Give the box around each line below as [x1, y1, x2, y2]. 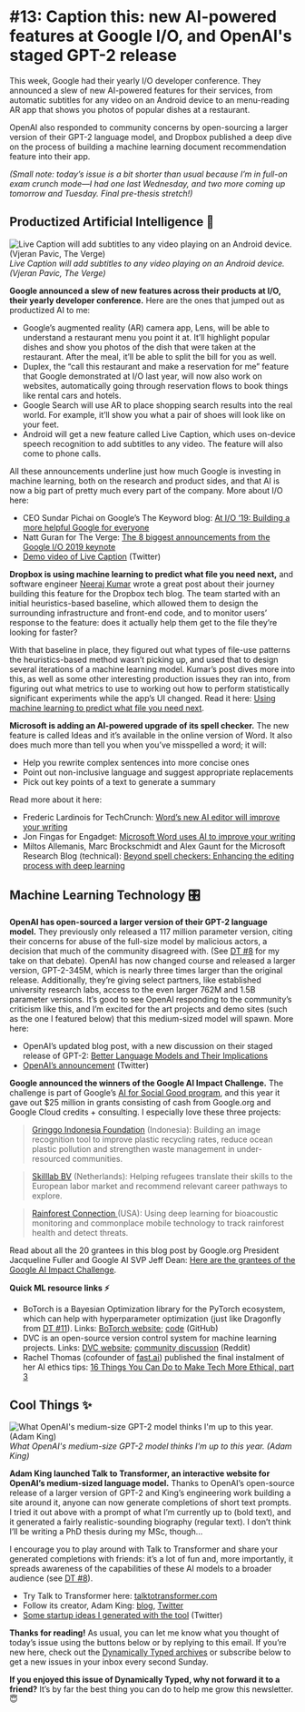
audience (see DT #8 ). [9, 1573, 93, 1584]
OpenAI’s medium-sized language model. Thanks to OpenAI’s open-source [9, 1478, 295, 1489]
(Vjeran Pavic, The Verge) [9, 267, 106, 279]
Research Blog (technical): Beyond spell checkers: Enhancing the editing [22, 850, 295, 861]
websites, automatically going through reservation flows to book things [22, 380, 289, 391]
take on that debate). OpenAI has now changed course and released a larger [9, 954, 296, 966]
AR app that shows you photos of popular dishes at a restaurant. [9, 104, 251, 115]
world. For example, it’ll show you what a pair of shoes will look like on [22, 409, 286, 420]
